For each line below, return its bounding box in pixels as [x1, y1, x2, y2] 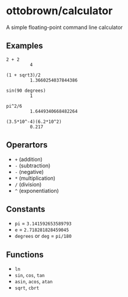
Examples [6, 41, 43, 51]
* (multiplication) [14, 175, 56, 182]
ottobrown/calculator [6, 4, 113, 18]
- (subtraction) [14, 162, 51, 169]
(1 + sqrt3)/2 [6, 72, 41, 78]
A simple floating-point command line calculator [6, 24, 123, 31]
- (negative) [14, 168, 44, 175]
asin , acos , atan [14, 278, 53, 285]
